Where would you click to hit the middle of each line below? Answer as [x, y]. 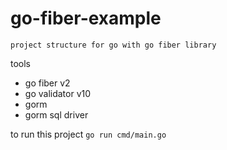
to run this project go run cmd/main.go [88, 134]
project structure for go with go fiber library [113, 45]
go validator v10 [58, 93]
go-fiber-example [86, 18]
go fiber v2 [47, 83]
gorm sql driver [56, 114]
